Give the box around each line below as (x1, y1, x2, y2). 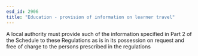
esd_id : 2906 (6, 8, 39, 15)
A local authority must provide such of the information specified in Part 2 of (6, 30, 193, 37)
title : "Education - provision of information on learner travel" (6, 14, 175, 20)
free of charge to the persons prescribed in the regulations (6, 42, 151, 50)
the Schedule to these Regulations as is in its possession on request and (6, 37, 184, 44)
